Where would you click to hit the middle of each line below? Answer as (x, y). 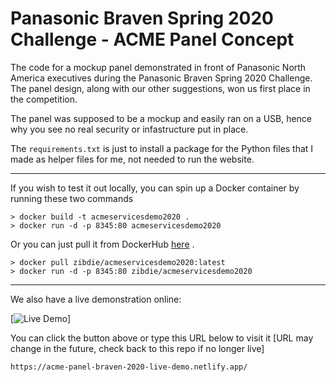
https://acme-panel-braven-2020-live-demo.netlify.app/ (129, 367)
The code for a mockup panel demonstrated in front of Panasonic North (158, 67)
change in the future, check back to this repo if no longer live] (137, 348)
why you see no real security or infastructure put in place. (129, 129)
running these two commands (72, 198)
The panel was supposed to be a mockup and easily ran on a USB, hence (161, 118)
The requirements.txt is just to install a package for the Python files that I (162, 148)
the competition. (44, 99)
